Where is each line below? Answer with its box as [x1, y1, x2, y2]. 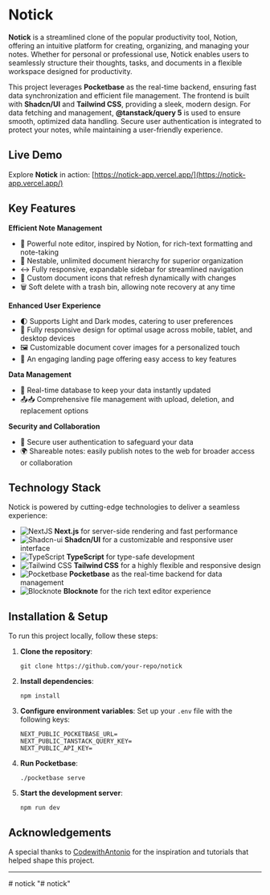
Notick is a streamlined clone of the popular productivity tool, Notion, [8, 32, 239, 42]
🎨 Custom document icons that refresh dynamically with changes [19, 272, 237, 283]
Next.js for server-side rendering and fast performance [54, 526, 239, 537]
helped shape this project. [8, 856, 95, 865]
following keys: [19, 715, 71, 724]
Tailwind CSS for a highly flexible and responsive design [73, 561, 261, 570]
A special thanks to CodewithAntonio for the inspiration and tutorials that [8, 847, 249, 856]
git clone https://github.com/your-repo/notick [19, 662, 182, 670]
